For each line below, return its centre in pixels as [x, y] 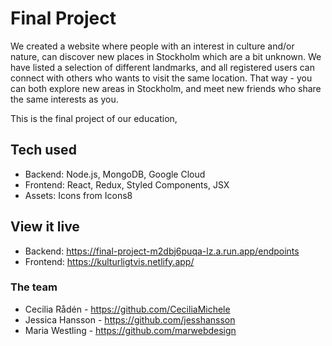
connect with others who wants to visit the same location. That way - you [161, 78]
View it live [45, 227]
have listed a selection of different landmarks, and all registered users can [162, 67]
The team [34, 287]
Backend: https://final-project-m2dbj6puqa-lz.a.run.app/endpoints [162, 251]
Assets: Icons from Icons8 [78, 195]
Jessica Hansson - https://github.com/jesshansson [130, 319]
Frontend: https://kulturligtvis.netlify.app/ [109, 261]
